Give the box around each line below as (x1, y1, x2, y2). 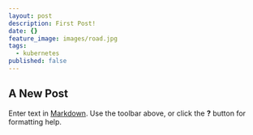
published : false (8, 57, 67, 65)
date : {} (8, 27, 38, 35)
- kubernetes (15, 49, 60, 57)
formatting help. (8, 116, 62, 126)
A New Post (8, 86, 69, 101)
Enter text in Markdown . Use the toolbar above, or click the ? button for (8, 108, 246, 118)
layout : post (8, 11, 53, 20)
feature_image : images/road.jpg (8, 34, 118, 43)
